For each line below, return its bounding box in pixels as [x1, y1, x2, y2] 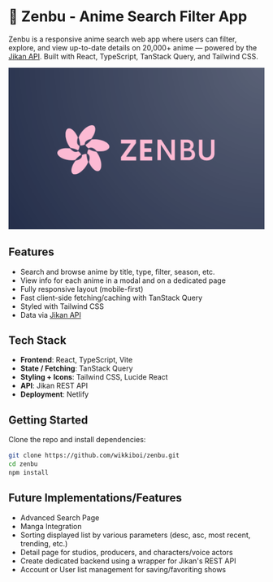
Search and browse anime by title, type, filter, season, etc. [19, 267, 215, 276]
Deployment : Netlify [19, 389, 89, 399]
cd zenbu [8, 460, 38, 468]
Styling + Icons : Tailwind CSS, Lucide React [19, 372, 168, 382]
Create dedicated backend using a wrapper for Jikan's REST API [19, 556, 236, 566]
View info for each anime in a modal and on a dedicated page [19, 276, 226, 285]
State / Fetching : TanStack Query [19, 363, 133, 373]
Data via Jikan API [19, 310, 81, 319]
